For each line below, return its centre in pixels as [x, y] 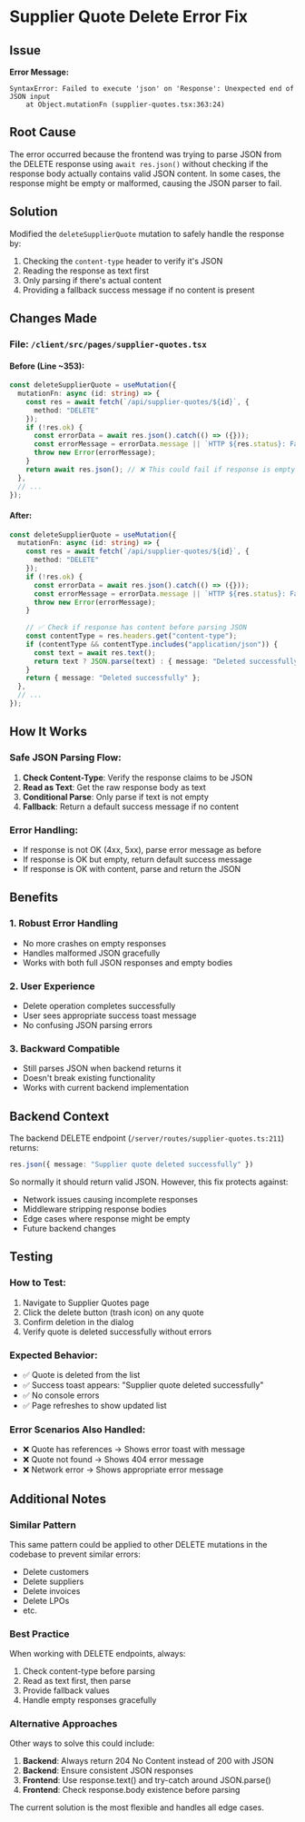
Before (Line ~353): [47, 366]
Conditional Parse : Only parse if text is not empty [115, 797]
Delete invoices [51, 1590]
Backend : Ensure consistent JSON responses [108, 1771]
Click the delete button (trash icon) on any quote [113, 1312]
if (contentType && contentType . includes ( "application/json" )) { [152, 644]
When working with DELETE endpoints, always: [98, 1654]
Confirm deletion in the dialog [78, 1322]
